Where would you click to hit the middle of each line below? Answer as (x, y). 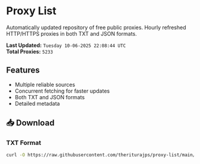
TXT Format (24, 143)
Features (23, 70)
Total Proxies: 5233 (30, 51)
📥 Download (30, 123)
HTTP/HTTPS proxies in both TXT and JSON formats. (71, 33)
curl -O (16, 155)
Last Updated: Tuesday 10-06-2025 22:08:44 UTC (66, 45)
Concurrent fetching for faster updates (62, 91)
